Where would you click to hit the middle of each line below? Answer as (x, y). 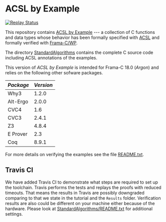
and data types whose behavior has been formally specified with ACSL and (82, 37)
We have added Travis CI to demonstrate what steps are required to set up (82, 182)
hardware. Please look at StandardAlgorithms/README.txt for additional (79, 209)
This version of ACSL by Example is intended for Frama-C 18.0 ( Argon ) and (82, 67)
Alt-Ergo (18, 101)
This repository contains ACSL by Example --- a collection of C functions (80, 32)
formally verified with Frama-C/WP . (42, 42)
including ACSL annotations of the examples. (51, 57)
